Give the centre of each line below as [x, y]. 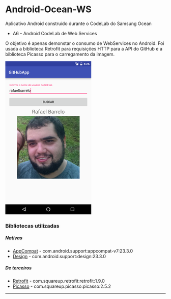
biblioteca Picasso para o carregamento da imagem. [60, 54]
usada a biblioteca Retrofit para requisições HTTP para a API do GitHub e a [84, 48]
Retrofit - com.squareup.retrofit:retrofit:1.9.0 [59, 281]
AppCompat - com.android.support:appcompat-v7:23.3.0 [73, 251]
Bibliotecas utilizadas [32, 226]
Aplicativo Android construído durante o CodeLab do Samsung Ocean [78, 23]
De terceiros [19, 268]
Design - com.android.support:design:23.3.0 [59, 256]
